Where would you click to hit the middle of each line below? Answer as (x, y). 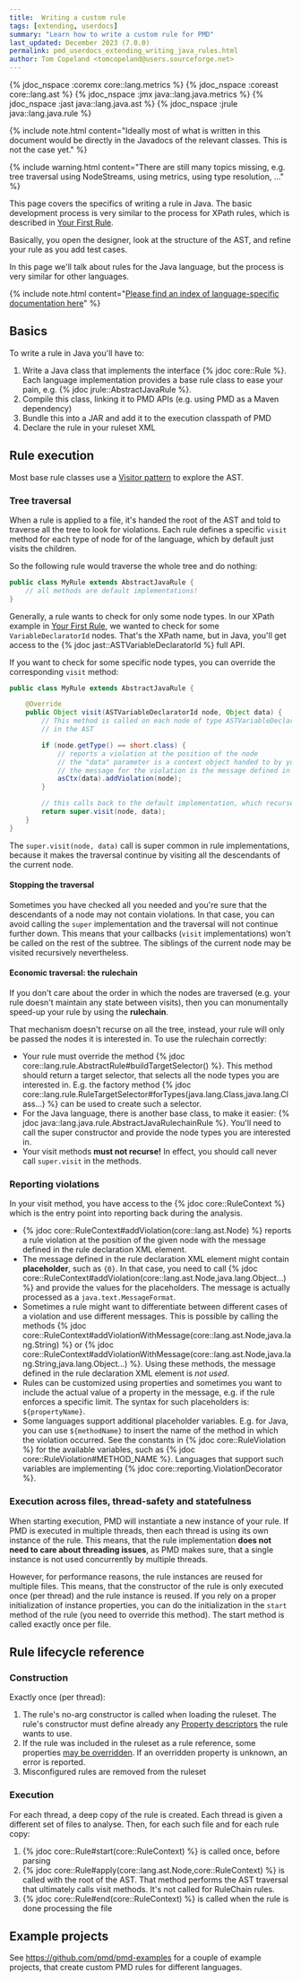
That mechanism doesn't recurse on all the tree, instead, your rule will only (147, 1029)
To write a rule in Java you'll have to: (77, 353)
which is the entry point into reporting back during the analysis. (126, 1213)
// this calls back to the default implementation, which (152, 803)
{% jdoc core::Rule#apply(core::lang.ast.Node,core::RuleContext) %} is (153, 1870)
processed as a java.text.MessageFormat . (99, 1297)
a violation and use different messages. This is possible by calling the (150, 1316)
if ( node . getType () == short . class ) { (114, 745)
